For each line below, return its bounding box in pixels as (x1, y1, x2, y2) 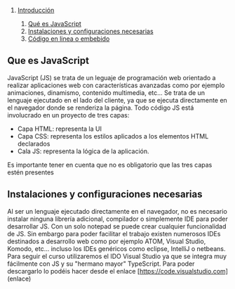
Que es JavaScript (7, 55, 90, 67)
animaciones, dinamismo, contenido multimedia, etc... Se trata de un (7, 88, 206, 97)
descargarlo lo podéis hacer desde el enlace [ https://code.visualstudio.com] (7, 266, 228, 275)
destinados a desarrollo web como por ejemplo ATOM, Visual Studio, (7, 237, 206, 245)
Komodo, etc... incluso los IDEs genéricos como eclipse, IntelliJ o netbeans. (7, 244, 226, 252)
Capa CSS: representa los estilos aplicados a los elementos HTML (17, 131, 209, 140)
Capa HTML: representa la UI (17, 124, 102, 133)
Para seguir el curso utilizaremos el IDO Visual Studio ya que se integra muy (7, 252, 227, 260)
